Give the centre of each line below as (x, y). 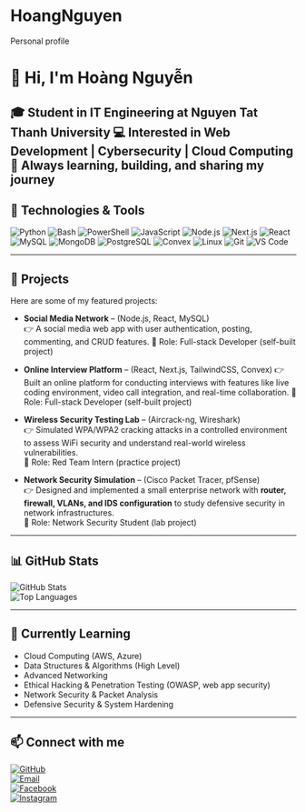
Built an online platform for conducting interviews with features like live (156, 383)
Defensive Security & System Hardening (99, 704)
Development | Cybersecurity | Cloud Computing (152, 151)
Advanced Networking (65, 675)
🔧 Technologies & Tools (78, 210)
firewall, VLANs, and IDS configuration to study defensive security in (154, 503)
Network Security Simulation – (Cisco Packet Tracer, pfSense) (142, 480)
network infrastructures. (69, 513)
